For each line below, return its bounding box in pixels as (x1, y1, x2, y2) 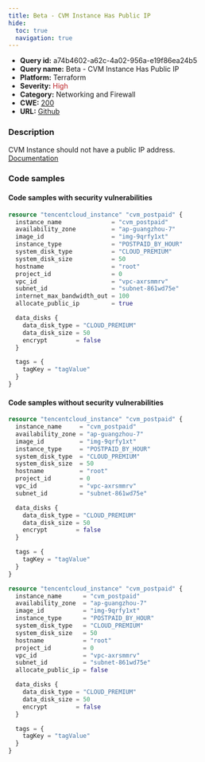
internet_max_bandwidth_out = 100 (15, 292, 130, 300)
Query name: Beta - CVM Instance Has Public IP (19, 65, 180, 74)
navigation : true (15, 34, 73, 42)
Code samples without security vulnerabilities (8, 397, 164, 407)
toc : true (15, 26, 48, 34)
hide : (8, 19, 26, 27)
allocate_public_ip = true (15, 300, 133, 308)
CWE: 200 (19, 98, 54, 108)
